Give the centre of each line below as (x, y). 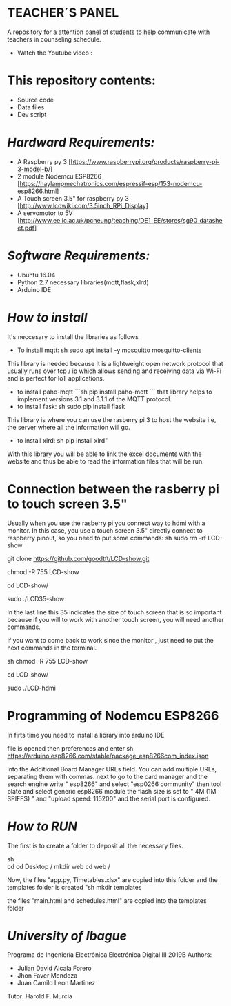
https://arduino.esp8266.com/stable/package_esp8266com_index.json (108, 756)
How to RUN (42, 826)
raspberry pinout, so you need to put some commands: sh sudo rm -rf (107, 538)
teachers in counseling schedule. (54, 39)
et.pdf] (27, 228)
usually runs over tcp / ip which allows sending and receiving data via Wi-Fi (114, 371)
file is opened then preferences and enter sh (70, 748)
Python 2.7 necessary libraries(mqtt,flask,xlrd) (83, 282)
